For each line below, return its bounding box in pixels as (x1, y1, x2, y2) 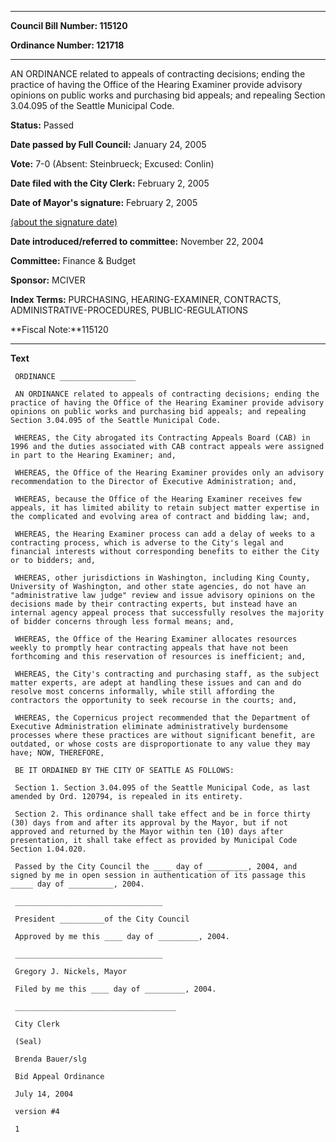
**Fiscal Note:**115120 (10, 324, 109, 335)
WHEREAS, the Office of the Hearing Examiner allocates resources (14, 634, 298, 644)
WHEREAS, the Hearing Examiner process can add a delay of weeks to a (14, 529, 315, 539)
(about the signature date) (10, 216, 118, 228)
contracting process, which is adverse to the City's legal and (10, 538, 284, 548)
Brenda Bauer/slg (14, 1054, 87, 1064)
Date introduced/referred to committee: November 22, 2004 (10, 236, 265, 247)
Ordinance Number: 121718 (10, 39, 125, 51)
